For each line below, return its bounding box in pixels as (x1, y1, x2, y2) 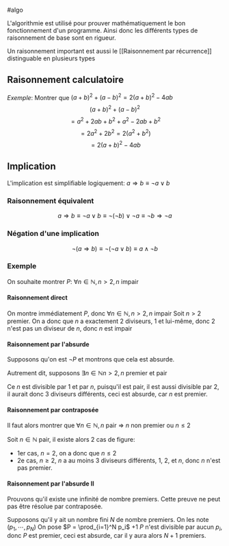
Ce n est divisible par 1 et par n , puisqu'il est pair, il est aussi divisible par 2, (7, 383, 220, 391)
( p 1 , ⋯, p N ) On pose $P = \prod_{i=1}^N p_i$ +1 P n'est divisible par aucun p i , (7, 523, 223, 532)
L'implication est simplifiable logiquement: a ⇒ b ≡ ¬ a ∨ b (7, 178, 170, 187)
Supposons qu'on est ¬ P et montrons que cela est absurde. (7, 355, 175, 364)
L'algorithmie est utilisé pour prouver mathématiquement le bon (7, 19, 186, 27)
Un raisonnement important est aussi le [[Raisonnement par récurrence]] (7, 47, 212, 55)
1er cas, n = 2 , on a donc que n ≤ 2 (16, 449, 117, 458)
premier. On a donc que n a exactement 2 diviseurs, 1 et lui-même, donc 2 (7, 317, 215, 325)
